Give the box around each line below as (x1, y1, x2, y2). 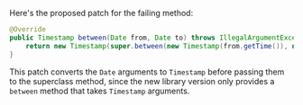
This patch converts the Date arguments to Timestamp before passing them (9, 66, 285, 77)
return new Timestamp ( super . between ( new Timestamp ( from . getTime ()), (25, 41, 289, 50)
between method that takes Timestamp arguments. (9, 85, 190, 96)
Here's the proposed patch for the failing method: (9, 8, 194, 18)
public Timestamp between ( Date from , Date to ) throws (9, 33, 216, 42)
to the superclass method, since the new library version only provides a (9, 75, 275, 86)
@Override (9, 25, 47, 34)
